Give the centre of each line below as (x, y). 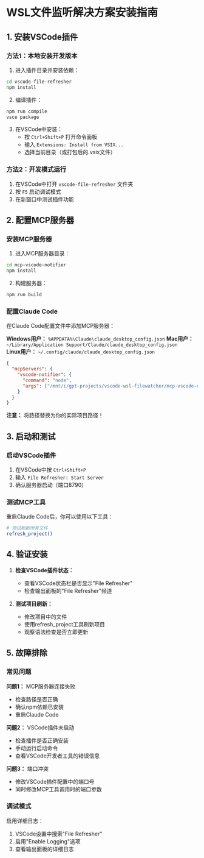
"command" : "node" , (47, 380)
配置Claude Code (32, 311)
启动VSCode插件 (31, 455)
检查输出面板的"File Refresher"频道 (68, 590)
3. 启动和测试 (31, 436)
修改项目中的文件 (46, 617)
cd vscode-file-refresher (39, 82)
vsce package (23, 117)
